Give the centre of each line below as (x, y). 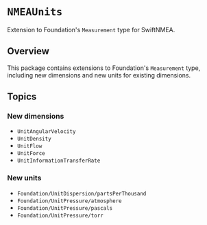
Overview (28, 51)
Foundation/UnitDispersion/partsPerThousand (82, 193)
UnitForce (31, 154)
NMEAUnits (35, 12)
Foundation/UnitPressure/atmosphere (69, 201)
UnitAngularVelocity (46, 132)
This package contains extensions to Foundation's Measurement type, (104, 68)
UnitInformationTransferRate (59, 161)
